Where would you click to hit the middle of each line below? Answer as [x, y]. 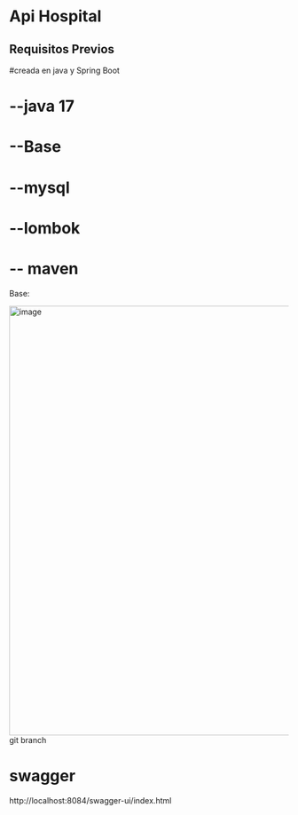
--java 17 [42, 106]
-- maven [44, 269]
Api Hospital [55, 16]
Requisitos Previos [62, 49]
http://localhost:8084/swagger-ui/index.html [90, 800]
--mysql [40, 187]
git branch [28, 740]
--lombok [45, 228]
